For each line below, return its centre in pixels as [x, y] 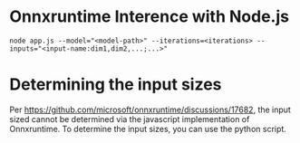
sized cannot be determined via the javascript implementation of [130, 119]
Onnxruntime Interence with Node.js [150, 17]
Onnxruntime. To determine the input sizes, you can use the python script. [148, 129]
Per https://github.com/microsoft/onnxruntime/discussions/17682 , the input [150, 110]
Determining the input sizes [116, 85]
